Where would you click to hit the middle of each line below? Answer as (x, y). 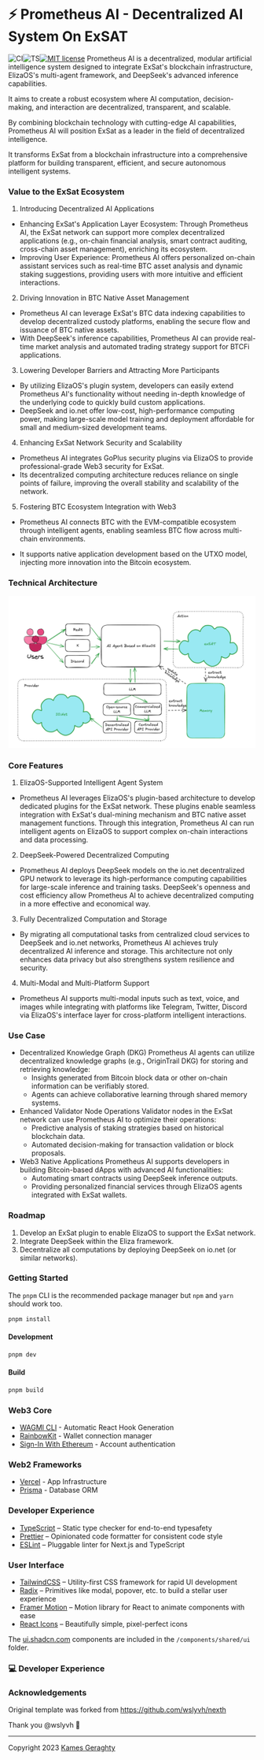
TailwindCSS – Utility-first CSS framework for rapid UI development (128, 1582)
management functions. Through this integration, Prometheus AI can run (137, 823)
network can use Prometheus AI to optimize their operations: (118, 1120)
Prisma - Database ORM (59, 1490)
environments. (62, 539)
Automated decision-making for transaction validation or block (132, 1145)
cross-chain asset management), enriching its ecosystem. (114, 249)
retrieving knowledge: (55, 1070)
